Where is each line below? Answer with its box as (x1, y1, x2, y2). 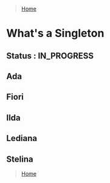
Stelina (6, 154, 33, 164)
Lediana (6, 133, 38, 143)
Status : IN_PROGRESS (6, 50, 94, 61)
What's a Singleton (6, 27, 105, 40)
